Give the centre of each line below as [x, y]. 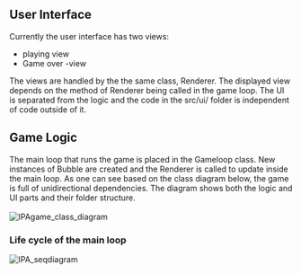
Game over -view [54, 63]
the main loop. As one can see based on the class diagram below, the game [149, 178]
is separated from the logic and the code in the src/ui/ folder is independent [150, 100]
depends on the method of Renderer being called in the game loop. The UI [147, 90]
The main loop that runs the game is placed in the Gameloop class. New [142, 159]
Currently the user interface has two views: [89, 36]
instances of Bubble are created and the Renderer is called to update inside [149, 169]
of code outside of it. [48, 109]
